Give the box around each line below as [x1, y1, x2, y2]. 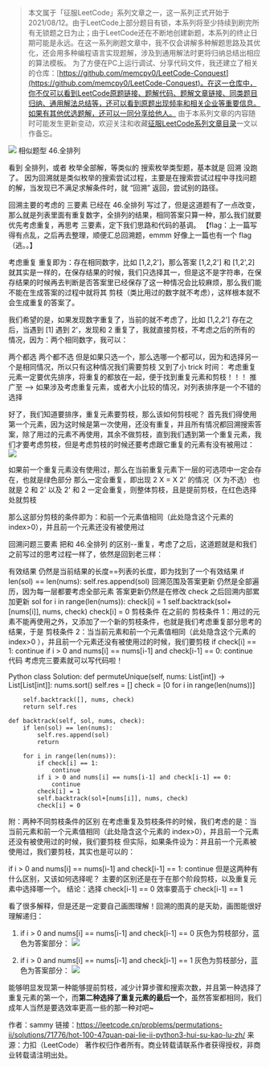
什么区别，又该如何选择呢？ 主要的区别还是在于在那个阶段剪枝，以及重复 [8, 874, 250, 883]
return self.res [22, 703, 78, 711]
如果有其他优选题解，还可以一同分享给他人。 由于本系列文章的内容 [27, 109, 249, 118]
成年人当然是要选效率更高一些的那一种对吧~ [8, 1003, 154, 1012]
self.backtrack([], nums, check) [22, 696, 135, 704]
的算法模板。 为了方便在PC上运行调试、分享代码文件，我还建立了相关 [27, 58, 259, 68]
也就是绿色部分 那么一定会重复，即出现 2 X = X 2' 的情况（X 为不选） [22, 475, 252, 484]
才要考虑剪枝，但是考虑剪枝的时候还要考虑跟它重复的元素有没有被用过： [14, 440, 255, 449]
